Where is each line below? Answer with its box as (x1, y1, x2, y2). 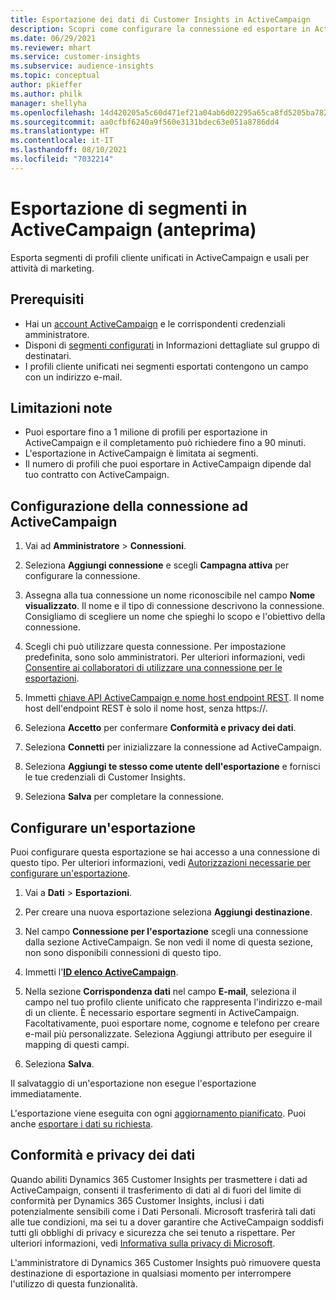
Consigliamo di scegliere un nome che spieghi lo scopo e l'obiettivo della (24, 611, 326, 623)
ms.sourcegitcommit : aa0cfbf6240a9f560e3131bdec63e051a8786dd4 (10, 117, 280, 127)
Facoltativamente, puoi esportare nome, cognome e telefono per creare (24, 1017, 320, 1029)
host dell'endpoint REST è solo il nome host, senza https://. (24, 702, 268, 715)
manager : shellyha (10, 98, 87, 108)
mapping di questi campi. (24, 1038, 130, 1050)
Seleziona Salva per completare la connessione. (24, 791, 225, 803)
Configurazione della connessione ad (10, 497, 248, 515)
